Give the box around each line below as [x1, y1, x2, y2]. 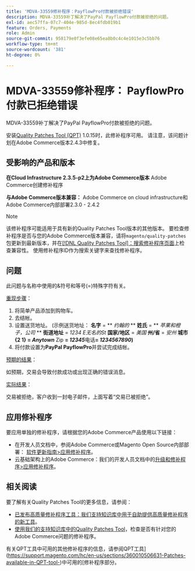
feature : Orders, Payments [6, 25, 72, 31]
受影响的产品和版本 [6, 157, 75, 167]
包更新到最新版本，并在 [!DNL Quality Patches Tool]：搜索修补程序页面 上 [6, 240, 180, 247]
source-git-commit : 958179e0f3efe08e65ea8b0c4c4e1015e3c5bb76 [6, 36, 160, 41]
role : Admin [6, 30, 35, 36]
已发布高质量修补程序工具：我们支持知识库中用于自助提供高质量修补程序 [14, 511, 188, 518]
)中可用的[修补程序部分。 [59, 559, 120, 566]
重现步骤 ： [6, 295, 32, 302]
